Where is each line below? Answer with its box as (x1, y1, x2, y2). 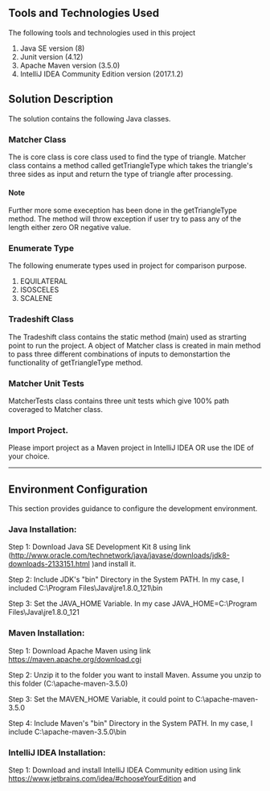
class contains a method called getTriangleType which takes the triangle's (8, 160, 253, 170)
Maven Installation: (8, 628, 85, 639)
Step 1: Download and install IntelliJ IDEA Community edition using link (8, 765, 241, 775)
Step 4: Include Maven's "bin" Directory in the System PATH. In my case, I (8, 718, 253, 727)
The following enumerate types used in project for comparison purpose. (8, 261, 247, 270)
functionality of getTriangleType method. (8, 357, 143, 367)
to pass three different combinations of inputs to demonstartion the (8, 349, 231, 359)
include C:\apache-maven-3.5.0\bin (8, 727, 127, 736)
